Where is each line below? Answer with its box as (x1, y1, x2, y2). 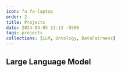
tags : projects (6, 30, 43, 36)
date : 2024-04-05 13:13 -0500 (6, 24, 80, 31)
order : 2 (6, 14, 27, 20)
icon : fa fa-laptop (6, 8, 54, 15)
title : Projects (6, 19, 45, 25)
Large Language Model (6, 57, 91, 67)
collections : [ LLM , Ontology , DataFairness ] (6, 35, 116, 41)
